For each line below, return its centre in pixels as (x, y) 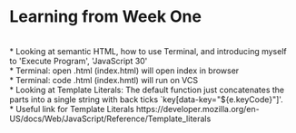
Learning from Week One (106, 17)
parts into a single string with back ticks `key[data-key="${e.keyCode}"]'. (146, 99)
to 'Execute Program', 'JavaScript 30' (79, 61)
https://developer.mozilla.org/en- (198, 109)
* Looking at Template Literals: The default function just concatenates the (147, 90)
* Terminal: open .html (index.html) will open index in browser (124, 71)
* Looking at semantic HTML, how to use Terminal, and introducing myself (148, 51)
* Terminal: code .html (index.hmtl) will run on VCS (104, 80)
